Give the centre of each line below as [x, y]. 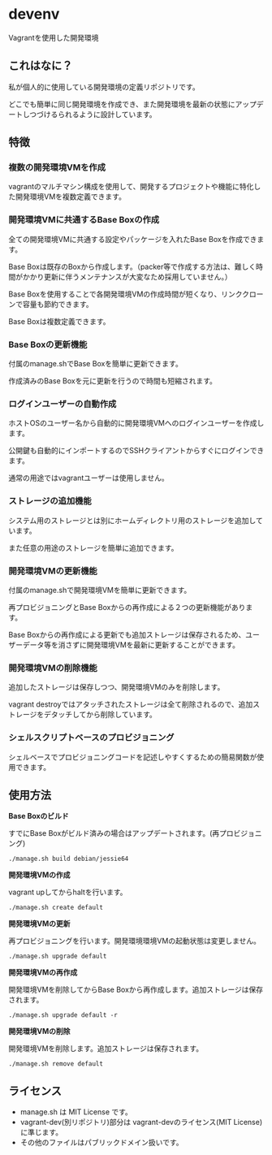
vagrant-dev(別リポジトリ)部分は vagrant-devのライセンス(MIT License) [141, 1123]
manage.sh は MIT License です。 [76, 1112]
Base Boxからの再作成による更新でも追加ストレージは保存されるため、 [127, 634]
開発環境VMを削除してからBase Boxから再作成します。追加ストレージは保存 [136, 990]
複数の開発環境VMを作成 [57, 167]
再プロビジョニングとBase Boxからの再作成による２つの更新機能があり [127, 607]
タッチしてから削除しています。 [104, 715]
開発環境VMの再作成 [43, 972]
